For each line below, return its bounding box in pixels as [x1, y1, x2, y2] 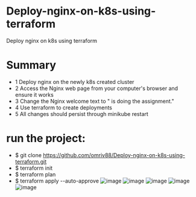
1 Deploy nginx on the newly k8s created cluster [14, 78, 134, 85]
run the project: [6, 132, 86, 146]
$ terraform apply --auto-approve [14, 177, 100, 184]
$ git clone [14, 151, 42, 158]
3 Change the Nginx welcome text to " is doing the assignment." [14, 97, 174, 105]
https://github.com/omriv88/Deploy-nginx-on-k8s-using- [43, 151, 186, 158]
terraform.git [14, 158, 47, 165]
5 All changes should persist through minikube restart [14, 110, 149, 117]
